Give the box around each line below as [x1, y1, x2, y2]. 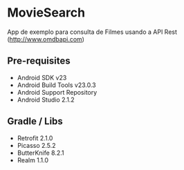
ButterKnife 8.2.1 [17, 149, 64, 157]
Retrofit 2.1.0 [17, 133, 53, 142]
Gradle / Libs [7, 115, 64, 127]
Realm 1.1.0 [17, 155, 49, 164]
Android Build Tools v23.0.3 [17, 81, 97, 89]
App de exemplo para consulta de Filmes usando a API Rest [7, 28, 178, 36]
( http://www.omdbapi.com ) [7, 35, 85, 43]
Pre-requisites [7, 55, 71, 67]
